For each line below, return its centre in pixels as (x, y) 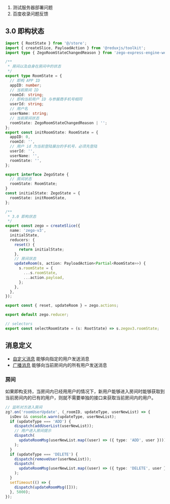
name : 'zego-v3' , (28, 231)
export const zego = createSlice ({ (43, 226)
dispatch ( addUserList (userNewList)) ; (54, 426)
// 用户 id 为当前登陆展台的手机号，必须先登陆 (54, 146)
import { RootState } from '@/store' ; (46, 43)
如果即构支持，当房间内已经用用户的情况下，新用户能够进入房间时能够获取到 (85, 391)
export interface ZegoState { (37, 174)
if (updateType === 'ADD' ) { (40, 422)
